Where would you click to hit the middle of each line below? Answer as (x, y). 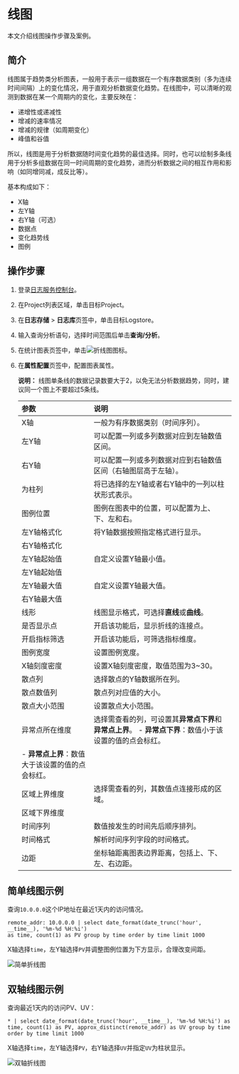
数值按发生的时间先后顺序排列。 (147, 826)
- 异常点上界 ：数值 (53, 754)
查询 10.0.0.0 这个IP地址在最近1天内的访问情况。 (77, 909)
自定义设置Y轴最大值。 (132, 585)
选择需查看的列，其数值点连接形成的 (154, 788)
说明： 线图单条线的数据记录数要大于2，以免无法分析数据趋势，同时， (120, 380)
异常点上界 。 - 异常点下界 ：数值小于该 (159, 730)
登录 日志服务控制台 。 (49, 289)
